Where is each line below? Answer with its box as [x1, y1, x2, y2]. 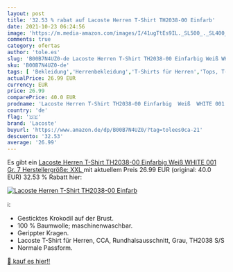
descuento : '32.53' [7, 133, 64, 139]
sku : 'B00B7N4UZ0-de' [7, 62, 70, 69]
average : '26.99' [7, 139, 58, 146]
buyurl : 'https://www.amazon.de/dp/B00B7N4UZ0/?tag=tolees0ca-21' [7, 126, 203, 133]
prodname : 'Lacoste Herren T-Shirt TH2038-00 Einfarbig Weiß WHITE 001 [7, 101, 225, 108]
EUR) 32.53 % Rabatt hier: [7, 173, 83, 181]
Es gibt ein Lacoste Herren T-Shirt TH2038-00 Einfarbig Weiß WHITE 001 [7, 158, 217, 167]
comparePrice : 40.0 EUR [7, 94, 76, 101]
